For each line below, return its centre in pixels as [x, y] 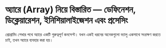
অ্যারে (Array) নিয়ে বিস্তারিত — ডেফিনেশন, [70, 10]
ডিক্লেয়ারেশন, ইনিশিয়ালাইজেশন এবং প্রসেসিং [67, 21]
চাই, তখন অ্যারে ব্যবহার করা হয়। [29, 40]
